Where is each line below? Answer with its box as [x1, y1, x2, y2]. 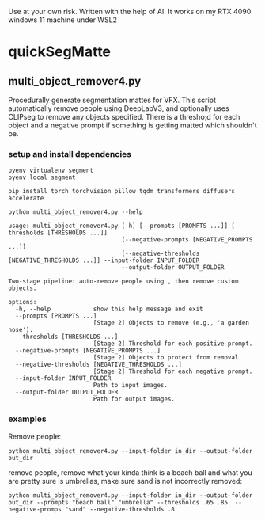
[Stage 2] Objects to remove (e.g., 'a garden [93, 319, 249, 327]
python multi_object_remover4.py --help [8, 208, 144, 216]
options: [8, 299, 37, 306]
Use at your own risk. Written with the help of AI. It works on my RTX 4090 [8, 7, 252, 16]
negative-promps [8, 505, 62, 513]
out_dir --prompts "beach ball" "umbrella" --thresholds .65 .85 [8, 498, 228, 506]
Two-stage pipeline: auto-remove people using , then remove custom [8, 277, 239, 286]
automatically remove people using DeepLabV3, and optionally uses [8, 104, 229, 113]
